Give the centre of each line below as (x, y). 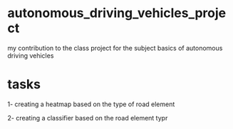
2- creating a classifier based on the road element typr (88, 118)
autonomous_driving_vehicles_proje (117, 13)
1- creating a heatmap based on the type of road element (91, 104)
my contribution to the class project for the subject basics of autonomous (115, 48)
